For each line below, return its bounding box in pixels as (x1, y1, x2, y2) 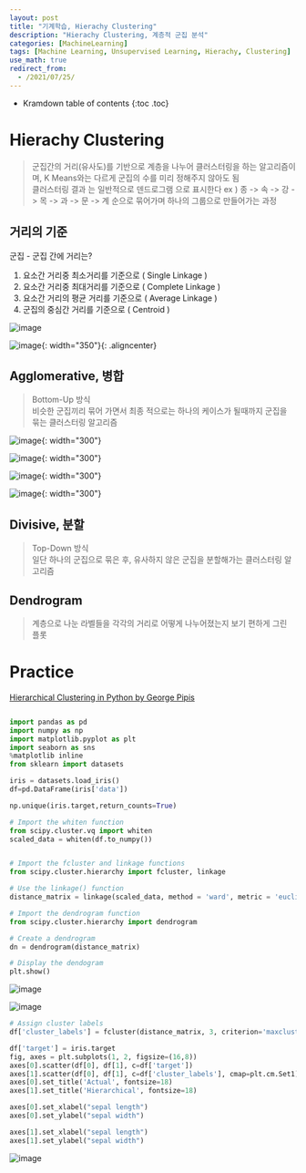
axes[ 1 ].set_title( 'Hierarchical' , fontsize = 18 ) (9, 1086, 198, 1096)
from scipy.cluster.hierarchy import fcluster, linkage (9, 868, 226, 877)
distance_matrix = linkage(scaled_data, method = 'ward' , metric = (9, 892, 271, 901)
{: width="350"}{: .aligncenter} (41, 339, 158, 351)
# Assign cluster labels (9, 1019, 104, 1028)
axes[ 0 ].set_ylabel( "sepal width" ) (9, 1111, 145, 1120)
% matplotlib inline (9, 751, 84, 761)
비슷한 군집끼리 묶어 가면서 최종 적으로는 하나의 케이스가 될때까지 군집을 (31, 406, 288, 417)
